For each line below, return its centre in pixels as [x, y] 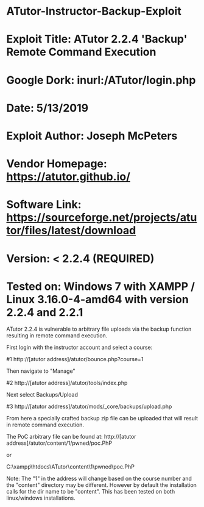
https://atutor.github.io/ [69, 177]
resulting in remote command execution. [57, 336]
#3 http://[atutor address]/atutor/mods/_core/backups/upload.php [89, 406]
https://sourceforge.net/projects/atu [102, 218]
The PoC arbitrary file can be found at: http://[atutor [71, 437]
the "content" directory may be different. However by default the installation [101, 485]
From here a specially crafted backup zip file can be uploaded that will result [102, 419]
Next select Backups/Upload [42, 395]
